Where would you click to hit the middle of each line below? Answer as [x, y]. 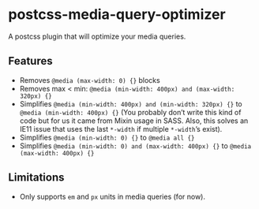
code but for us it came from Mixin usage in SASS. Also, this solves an [134, 121]
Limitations [36, 178]
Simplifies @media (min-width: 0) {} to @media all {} [107, 137]
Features [30, 61]
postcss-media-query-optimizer [117, 15]
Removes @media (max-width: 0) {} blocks [90, 80]
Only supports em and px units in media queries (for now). [112, 196]
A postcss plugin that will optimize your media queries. [97, 36]
